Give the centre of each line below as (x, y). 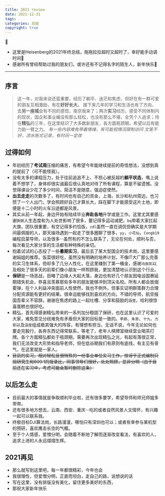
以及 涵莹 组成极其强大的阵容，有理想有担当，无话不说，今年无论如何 (84, 325)
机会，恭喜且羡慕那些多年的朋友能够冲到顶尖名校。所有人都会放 (90, 282)
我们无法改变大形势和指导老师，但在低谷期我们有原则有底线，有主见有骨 (85, 343)
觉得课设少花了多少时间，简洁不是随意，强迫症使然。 (66, 190)
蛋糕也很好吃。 (32, 306)
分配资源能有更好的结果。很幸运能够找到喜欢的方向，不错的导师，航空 (83, 294)
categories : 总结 (22, 23)
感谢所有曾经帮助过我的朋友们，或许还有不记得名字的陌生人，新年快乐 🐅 (84, 64)
